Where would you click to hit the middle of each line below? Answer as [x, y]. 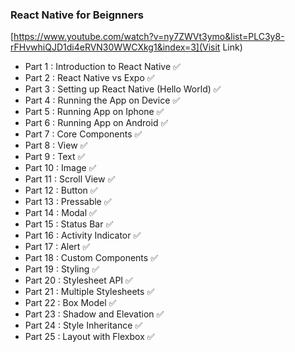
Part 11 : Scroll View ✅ [70, 179]
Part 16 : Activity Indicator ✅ [83, 235]
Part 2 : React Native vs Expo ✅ [89, 78]
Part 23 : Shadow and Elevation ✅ [94, 314]
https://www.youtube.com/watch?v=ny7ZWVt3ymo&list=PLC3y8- [149, 37]
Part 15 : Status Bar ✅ [69, 224]
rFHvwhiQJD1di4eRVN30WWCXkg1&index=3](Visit [115, 47]
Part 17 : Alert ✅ [57, 247]
